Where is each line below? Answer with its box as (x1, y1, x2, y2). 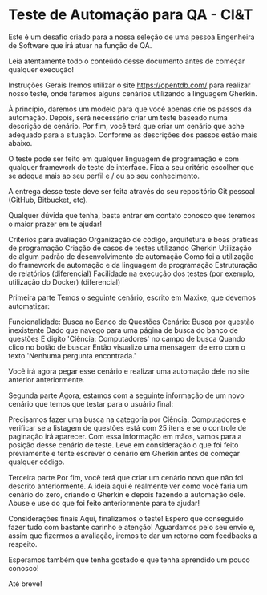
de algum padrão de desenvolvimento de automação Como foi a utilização (8, 251, 254, 261)
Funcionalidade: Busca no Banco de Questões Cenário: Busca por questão (8, 317, 255, 326)
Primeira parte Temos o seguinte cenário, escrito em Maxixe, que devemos (8, 293, 257, 302)
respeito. (8, 539, 38, 548)
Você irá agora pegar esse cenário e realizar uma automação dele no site (8, 366, 250, 376)
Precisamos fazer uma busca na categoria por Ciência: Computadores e (8, 415, 247, 424)
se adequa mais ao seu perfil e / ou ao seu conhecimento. (8, 171, 200, 180)
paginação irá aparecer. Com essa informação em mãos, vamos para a (8, 431, 242, 441)
